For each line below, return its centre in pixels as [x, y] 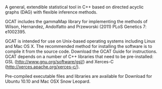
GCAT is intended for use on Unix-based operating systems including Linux [80, 41]
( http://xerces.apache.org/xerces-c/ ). [42, 67]
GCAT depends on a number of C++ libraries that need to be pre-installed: [79, 57]
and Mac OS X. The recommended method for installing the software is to [79, 46]
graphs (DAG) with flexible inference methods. [51, 12]
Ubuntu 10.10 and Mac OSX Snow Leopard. [48, 81]
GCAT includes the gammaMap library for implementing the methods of [76, 22]
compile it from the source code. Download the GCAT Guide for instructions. [81, 51]
